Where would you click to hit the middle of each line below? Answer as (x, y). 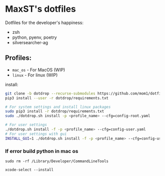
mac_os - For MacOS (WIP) (39, 70)
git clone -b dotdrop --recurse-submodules (50, 93)
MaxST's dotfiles (41, 9)
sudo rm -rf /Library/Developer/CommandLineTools (57, 161)
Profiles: (18, 58)
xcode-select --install (29, 170)
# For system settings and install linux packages (58, 107)
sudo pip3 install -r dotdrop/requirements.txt (55, 111)
